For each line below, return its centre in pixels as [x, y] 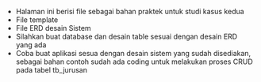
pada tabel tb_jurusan [51, 70]
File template [37, 20]
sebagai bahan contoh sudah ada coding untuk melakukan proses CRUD [134, 61]
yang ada [31, 45]
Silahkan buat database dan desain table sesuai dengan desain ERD [127, 36]
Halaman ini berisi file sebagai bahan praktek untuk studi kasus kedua [130, 11]
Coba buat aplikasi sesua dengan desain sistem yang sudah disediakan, [133, 53]
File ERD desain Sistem [53, 28]
